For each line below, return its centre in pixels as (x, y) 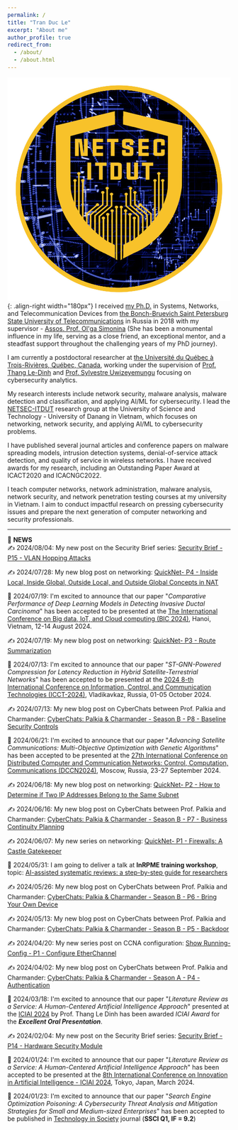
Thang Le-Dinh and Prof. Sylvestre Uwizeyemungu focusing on (99, 372)
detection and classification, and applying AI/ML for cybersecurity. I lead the (119, 401)
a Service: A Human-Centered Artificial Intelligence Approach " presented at (118, 1006)
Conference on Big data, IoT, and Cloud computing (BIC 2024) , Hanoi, (109, 618)
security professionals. (41, 519)
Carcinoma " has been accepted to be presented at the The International (113, 611)
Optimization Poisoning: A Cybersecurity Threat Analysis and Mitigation (113, 1103)
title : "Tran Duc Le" (39, 22)
